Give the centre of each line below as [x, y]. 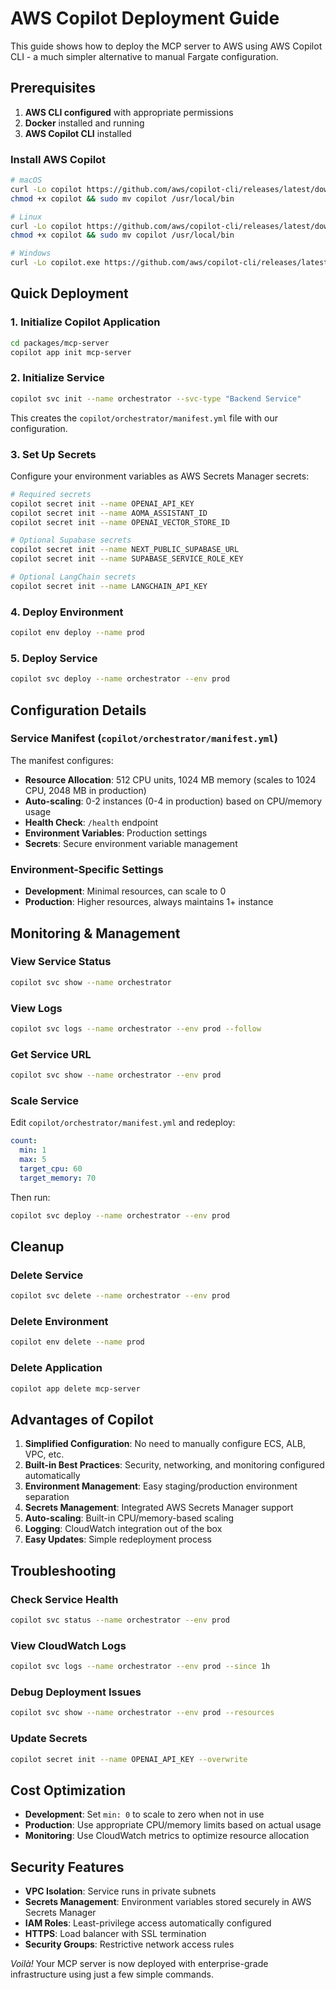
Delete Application [56, 1368]
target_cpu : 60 [51, 1168]
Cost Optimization [68, 1790]
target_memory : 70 [58, 1178]
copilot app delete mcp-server [75, 1388]
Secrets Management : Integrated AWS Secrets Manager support [159, 1508]
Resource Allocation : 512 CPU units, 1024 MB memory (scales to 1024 [170, 779]
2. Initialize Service [57, 378]
